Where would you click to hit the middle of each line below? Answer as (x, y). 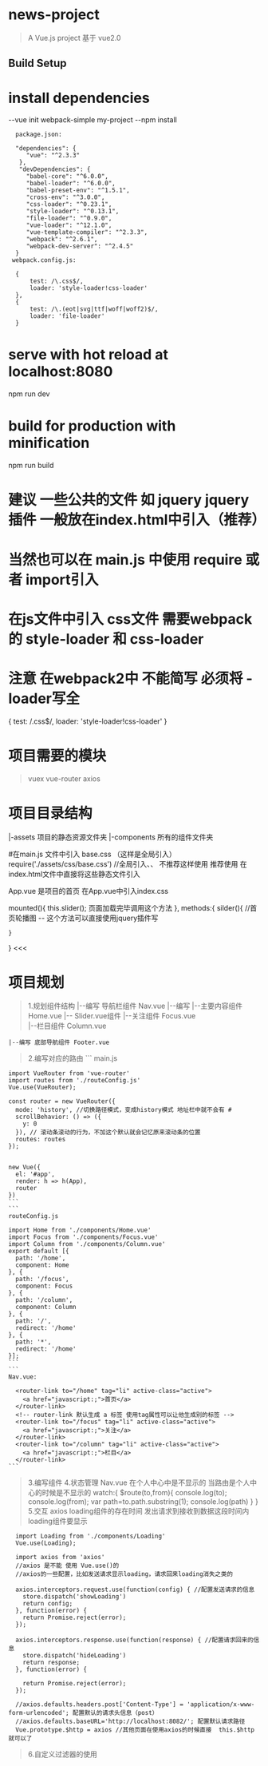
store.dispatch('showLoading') (75, 1597)
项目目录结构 (51, 813)
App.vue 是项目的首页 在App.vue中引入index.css (89, 891)
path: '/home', (41, 1258)
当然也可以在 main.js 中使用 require (125, 560)
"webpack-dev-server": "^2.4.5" (80, 246)
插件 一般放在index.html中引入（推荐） (137, 520)
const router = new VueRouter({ (62, 1101)
